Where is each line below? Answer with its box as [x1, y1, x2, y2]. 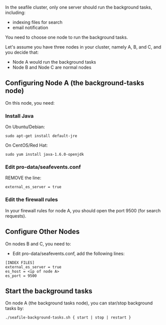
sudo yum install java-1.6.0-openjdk [5, 152, 84, 157]
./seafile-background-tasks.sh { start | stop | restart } [5, 315, 131, 320]
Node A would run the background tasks [12, 59, 96, 65]
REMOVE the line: [5, 175, 42, 181]
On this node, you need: [5, 100, 55, 106]
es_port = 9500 [5, 273, 37, 278]
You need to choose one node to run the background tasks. [5, 35, 128, 40]
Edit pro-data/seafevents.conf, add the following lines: [12, 250, 125, 256]
